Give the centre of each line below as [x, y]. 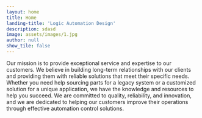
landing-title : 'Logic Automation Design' [61, 23]
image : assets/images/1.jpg [42, 35]
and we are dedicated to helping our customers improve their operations [97, 102]
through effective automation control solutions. [65, 108]
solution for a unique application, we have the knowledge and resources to [100, 89]
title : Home [21, 18]
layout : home [23, 12]
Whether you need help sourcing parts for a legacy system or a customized [101, 82]
